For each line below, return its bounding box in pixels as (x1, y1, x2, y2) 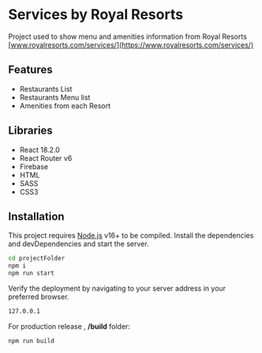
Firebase (19, 161, 49, 171)
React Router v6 (19, 153, 73, 163)
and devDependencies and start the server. (8, 239, 149, 249)
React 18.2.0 (19, 145, 61, 154)
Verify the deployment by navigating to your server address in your (8, 283, 226, 293)
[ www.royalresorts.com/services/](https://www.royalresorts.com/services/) (8, 40, 254, 49)
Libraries (8, 124, 53, 138)
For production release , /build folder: (8, 321, 130, 331)
